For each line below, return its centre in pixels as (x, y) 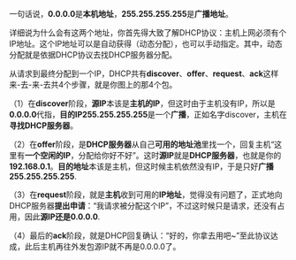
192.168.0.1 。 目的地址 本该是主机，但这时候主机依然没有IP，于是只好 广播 (141, 166)
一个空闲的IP (48, 155)
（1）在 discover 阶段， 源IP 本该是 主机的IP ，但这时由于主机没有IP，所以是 (142, 103)
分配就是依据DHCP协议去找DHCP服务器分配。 (93, 55)
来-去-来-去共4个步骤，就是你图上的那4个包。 (93, 84)
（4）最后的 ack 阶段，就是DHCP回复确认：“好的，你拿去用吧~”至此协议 (140, 235)
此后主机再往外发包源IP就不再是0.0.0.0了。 (102, 246)
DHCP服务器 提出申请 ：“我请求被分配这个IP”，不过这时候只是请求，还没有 (143, 206)
